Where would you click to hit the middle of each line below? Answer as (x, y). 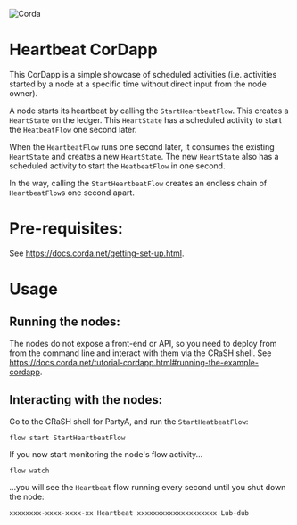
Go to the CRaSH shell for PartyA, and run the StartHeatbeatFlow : (129, 421)
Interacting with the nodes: (86, 400)
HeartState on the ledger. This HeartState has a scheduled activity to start (146, 119)
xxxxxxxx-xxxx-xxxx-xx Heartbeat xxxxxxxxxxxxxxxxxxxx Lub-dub (129, 513)
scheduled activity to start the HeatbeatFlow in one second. (117, 166)
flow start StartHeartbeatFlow (67, 438)
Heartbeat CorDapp (83, 50)
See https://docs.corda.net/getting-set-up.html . (97, 253)
